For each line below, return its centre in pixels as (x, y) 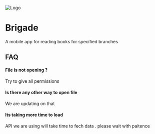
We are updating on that (30, 103)
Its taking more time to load (34, 115)
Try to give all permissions (32, 81)
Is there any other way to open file (41, 93)
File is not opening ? (26, 70)
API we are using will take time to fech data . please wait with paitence (77, 126)
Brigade (22, 28)
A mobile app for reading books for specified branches (62, 41)
